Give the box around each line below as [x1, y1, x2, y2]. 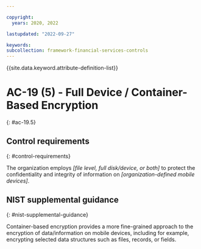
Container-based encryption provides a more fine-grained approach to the [6, 223, 194, 230]
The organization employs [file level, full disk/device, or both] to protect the [6, 164, 196, 171]
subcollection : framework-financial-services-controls [6, 47, 149, 54]
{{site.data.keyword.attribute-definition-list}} [6, 65, 119, 72]
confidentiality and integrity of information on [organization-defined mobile [6, 170, 195, 178]
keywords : [6, 42, 32, 48]
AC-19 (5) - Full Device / [6, 86, 129, 99]
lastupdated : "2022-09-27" [6, 31, 75, 37]
